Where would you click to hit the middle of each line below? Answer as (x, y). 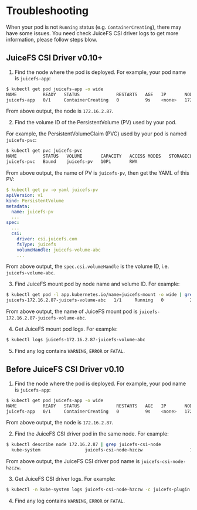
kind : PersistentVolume (35, 200)
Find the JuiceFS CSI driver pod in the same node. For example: (91, 434)
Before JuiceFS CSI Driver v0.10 (65, 370)
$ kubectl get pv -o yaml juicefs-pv (52, 190)
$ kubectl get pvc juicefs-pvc (44, 151)
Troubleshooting (47, 11)
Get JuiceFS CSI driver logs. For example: (65, 479)
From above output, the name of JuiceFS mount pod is (72, 311)
